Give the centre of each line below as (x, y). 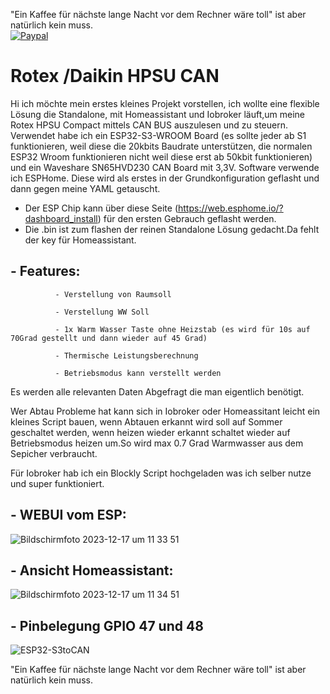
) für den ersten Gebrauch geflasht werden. (187, 218)
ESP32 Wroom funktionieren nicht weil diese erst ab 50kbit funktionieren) (161, 156)
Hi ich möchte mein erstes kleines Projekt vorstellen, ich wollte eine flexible (165, 103)
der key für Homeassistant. (80, 240)
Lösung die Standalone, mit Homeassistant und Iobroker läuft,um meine (158, 114)
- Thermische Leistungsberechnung (126, 355)
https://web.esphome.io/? (231, 208)
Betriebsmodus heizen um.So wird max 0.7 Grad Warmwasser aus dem (157, 443)
